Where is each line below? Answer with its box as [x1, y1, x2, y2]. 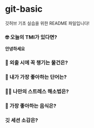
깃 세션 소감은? [5, 117, 38, 124]
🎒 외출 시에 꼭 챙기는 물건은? [5, 59, 68, 66]
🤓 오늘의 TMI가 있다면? [5, 33, 57, 40]
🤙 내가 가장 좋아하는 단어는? [5, 74, 67, 80]
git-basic [5, 3, 43, 15]
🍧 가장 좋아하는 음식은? [5, 102, 56, 109]
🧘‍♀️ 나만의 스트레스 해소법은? [5, 88, 69, 95]
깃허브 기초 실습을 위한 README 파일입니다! [5, 20, 90, 26]
